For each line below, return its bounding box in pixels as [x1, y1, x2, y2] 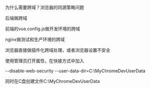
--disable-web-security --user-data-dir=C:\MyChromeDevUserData [5, 68, 146, 74]
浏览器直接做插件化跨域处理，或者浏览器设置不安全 [5, 47, 110, 53]
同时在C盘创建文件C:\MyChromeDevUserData [5, 78, 100, 84]
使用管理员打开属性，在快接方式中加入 [5, 58, 84, 64]
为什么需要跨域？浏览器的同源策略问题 [5, 5, 84, 10]
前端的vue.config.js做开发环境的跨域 [5, 26, 80, 32]
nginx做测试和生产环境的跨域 [5, 37, 65, 42]
